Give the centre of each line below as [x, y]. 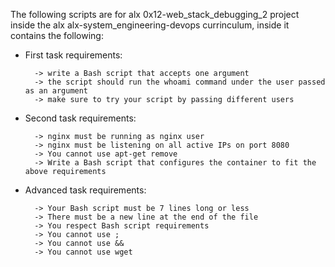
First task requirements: [73, 55]
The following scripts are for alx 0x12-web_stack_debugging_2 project [155, 14]
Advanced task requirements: [85, 190]
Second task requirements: [80, 118]
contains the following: [57, 35]
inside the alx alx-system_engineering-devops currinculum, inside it [150, 25]
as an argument [56, 91]
